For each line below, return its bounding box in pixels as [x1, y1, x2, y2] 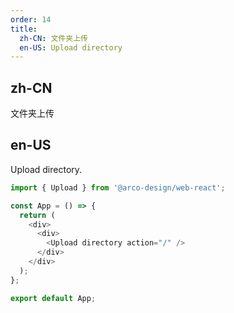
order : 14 [10, 14, 52, 25]
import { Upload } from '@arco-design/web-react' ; [10, 182, 226, 193]
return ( [19, 210, 56, 220]
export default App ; [10, 293, 97, 303]
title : [10, 24, 38, 34]
